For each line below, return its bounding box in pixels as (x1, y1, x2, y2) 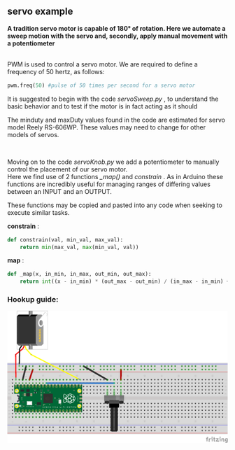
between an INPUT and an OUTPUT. (7, 187, 112, 195)
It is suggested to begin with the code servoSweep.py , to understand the (7, 94, 219, 103)
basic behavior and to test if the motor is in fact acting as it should (7, 101, 198, 111)
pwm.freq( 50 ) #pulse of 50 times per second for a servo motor (7, 82, 196, 89)
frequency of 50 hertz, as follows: (7, 67, 105, 76)
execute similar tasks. (7, 208, 70, 216)
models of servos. (7, 130, 59, 139)
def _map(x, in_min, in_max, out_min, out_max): (7, 271, 152, 278)
